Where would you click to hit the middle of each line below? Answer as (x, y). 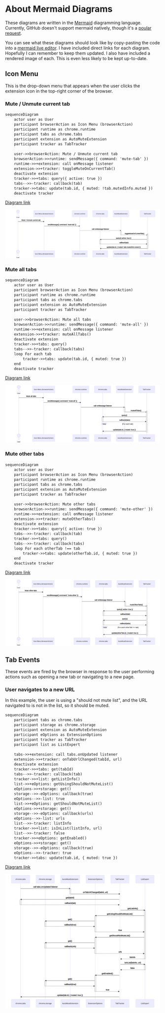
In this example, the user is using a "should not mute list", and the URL (76, 700)
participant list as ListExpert (47, 745)
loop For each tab (33, 354)
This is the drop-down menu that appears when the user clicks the (73, 86)
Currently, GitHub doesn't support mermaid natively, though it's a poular (78, 28)
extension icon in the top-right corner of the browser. (59, 91)
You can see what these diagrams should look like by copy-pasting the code (82, 42)
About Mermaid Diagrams (59, 9)
